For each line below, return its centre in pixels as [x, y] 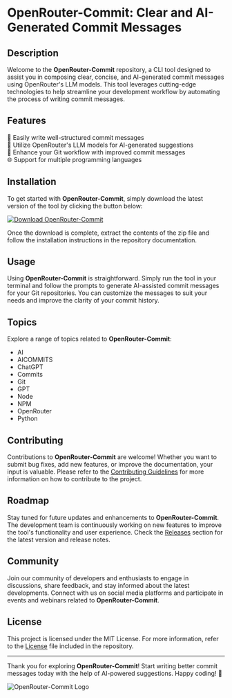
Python [27, 419]
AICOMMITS [35, 360]
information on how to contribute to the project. [75, 479]
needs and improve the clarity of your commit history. [84, 301]
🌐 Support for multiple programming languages [75, 159]
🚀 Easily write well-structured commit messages [76, 137]
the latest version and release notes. [59, 539]
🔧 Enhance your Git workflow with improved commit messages [96, 152]
